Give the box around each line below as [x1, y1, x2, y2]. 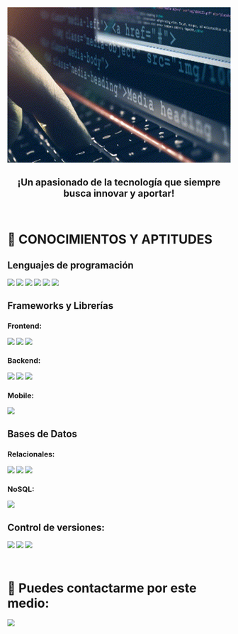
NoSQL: [7, 484, 35, 494]
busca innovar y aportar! [63, 187, 175, 200]
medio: [7, 596, 50, 611]
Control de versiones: [7, 522, 105, 534]
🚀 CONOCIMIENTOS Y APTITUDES [7, 231, 212, 247]
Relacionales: [7, 449, 55, 459]
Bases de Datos [7, 428, 78, 440]
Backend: [7, 356, 41, 366]
